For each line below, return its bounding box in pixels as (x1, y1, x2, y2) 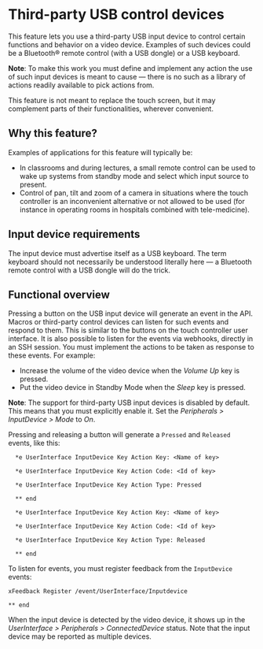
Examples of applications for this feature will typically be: (8, 147, 193, 157)
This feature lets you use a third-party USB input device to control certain (8, 32, 246, 41)
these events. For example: (8, 350, 96, 360)
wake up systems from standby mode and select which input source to (19, 171, 249, 180)
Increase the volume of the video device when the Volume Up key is (19, 366, 240, 376)
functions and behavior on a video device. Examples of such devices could (8, 39, 251, 49)
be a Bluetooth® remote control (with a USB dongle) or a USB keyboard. (8, 48, 241, 57)
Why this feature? (8, 127, 98, 140)
